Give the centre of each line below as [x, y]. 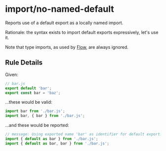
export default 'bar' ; [28, 88]
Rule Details [24, 63]
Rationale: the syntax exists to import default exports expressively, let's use [82, 32]
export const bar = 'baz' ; [33, 93]
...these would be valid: [29, 102]
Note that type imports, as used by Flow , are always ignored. [67, 47]
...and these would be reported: [37, 125]
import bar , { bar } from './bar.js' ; [45, 116]
